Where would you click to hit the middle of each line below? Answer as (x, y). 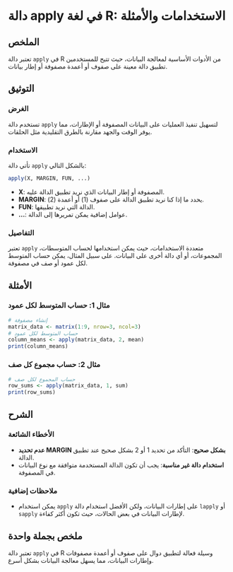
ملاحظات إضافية (33, 491)
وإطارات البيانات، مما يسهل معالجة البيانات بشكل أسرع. (81, 560)
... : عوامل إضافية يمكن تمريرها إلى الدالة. (73, 214)
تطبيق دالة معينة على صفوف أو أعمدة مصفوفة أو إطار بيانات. (88, 66)
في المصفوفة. (37, 472)
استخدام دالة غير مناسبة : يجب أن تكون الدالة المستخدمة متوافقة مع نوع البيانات (121, 465)
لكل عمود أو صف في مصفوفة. (48, 263)
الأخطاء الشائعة (31, 434)
